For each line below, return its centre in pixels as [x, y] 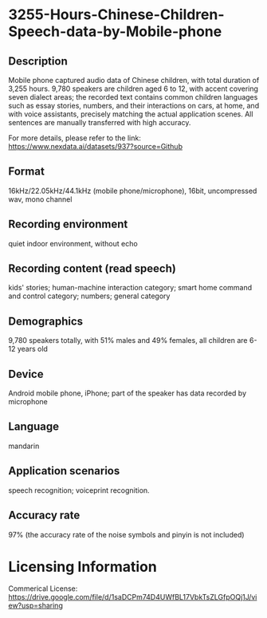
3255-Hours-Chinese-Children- [116, 15]
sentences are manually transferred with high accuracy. [100, 122]
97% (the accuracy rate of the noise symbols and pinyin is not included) [126, 534]
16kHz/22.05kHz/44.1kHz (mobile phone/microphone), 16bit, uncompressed [133, 191]
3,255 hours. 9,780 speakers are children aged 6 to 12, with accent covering [133, 89]
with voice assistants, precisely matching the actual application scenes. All [131, 114]
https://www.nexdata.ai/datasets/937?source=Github [96, 146]
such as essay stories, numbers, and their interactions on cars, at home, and [134, 106]
